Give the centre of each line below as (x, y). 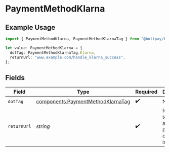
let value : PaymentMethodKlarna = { (44, 48)
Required (146, 92)
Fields (15, 78)
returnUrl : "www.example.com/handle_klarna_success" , (68, 57)
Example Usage (30, 27)
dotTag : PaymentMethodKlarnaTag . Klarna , (53, 53)
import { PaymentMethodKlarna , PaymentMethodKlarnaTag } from (72, 39)
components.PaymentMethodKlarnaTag (83, 101)
